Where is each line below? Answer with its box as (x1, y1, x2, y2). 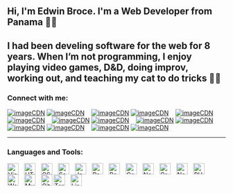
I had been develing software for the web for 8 (7, 39, 211, 51)
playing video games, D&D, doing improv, (7, 62, 189, 73)
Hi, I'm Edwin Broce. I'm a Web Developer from (7, 6, 213, 17)
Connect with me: (7, 93, 69, 102)
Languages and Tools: (7, 147, 83, 156)
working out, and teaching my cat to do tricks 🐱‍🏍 (7, 72, 221, 84)
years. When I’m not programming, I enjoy (7, 50, 192, 62)
